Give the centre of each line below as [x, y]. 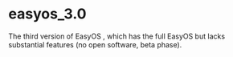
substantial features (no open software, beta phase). [95, 44]
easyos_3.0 [47, 14]
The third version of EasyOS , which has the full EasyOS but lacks [117, 36]
